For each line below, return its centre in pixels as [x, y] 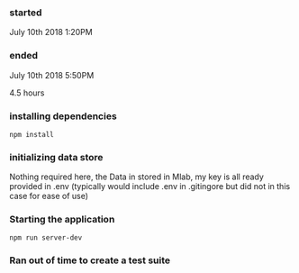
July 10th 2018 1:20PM [51, 32]
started [26, 13]
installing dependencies [63, 116]
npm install [32, 134]
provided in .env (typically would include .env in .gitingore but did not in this [150, 187]
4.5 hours [27, 93]
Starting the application [62, 220]
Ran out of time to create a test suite [90, 260]
